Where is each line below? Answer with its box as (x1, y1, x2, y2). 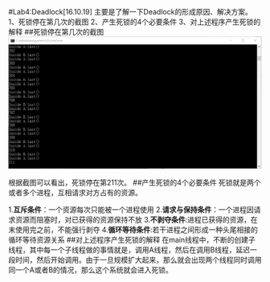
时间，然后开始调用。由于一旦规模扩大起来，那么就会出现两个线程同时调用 (14, 255, 262, 265)
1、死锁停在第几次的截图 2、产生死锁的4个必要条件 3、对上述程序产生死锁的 (8, 17, 261, 27)
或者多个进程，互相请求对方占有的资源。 (8, 188, 142, 198)
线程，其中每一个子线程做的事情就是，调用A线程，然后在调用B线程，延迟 (8, 245, 251, 255)
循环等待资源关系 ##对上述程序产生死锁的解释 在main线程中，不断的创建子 (8, 235, 256, 245)
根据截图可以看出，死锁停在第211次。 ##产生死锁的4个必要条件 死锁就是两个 (8, 178, 261, 187)
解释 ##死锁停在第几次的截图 (8, 27, 104, 36)
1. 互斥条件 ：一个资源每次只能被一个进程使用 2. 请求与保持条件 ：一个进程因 (8, 205, 255, 215)
